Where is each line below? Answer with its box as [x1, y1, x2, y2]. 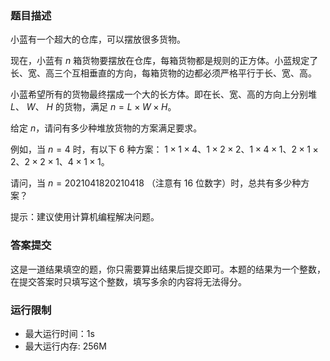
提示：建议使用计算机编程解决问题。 [10, 211, 160, 223]
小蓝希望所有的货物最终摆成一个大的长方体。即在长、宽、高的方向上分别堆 [10, 88, 317, 101]
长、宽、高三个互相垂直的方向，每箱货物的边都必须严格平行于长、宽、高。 [10, 67, 317, 79]
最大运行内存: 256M [24, 340, 107, 352]
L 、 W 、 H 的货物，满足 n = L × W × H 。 [10, 101, 177, 113]
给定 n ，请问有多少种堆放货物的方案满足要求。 [10, 122, 203, 134]
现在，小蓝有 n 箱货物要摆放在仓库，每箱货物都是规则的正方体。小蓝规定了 [10, 55, 319, 67]
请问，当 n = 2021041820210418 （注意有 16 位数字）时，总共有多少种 [10, 177, 302, 189]
